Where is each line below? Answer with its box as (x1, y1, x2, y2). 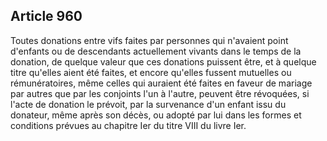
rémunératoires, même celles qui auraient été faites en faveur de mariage (10, 77, 313, 89)
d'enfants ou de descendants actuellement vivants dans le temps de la (10, 45, 302, 57)
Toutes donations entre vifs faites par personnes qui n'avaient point (10, 34, 289, 46)
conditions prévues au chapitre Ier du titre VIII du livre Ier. (10, 119, 247, 131)
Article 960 (10, 8, 83, 25)
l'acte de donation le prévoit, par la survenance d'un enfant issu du (10, 98, 287, 110)
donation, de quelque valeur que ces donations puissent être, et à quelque (10, 55, 317, 68)
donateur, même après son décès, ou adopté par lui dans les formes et (10, 109, 302, 121)
